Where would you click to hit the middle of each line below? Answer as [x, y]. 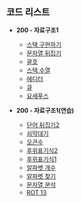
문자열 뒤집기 [44, 53]
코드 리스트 [28, 12]
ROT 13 [36, 192]
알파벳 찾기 [41, 176]
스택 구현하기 [44, 44]
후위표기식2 [42, 150]
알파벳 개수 [41, 167]
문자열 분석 [41, 185]
